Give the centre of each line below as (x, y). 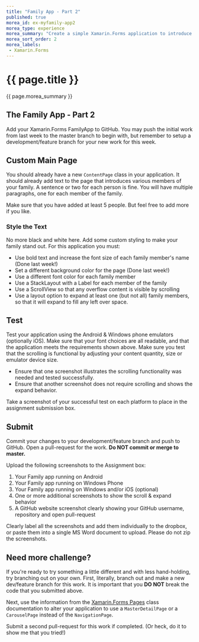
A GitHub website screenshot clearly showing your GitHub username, (99, 508)
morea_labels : (24, 45)
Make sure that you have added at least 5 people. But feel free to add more (98, 205)
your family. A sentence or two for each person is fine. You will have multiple (99, 187)
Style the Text (27, 227)
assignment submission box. (41, 408)
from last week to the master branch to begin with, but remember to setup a (99, 135)
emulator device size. (32, 360)
